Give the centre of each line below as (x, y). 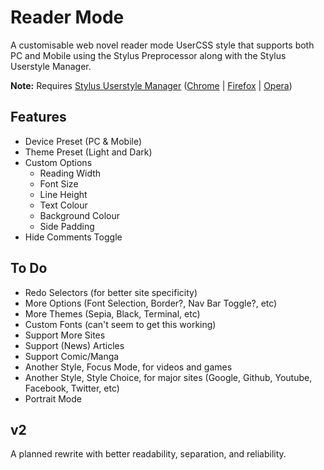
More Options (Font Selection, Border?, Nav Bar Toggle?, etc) (151, 303)
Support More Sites (65, 335)
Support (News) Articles (74, 345)
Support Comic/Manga (72, 356)
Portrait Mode (53, 398)
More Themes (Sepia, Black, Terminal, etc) (112, 313)
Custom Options (58, 162)
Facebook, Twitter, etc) (72, 388)
